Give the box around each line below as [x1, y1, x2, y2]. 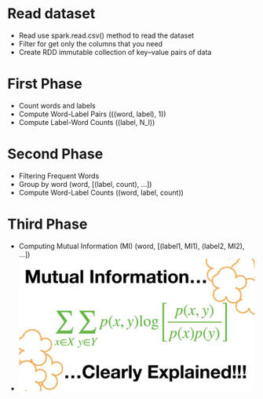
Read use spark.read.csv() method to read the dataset [18, 31, 195, 40]
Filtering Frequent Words [18, 170, 100, 181]
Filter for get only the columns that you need [18, 38, 163, 48]
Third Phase [7, 215, 88, 232]
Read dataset [7, 5, 96, 23]
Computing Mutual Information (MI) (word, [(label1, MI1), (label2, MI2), [18, 241, 245, 251]
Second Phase [7, 145, 104, 163]
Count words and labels [18, 101, 96, 110]
